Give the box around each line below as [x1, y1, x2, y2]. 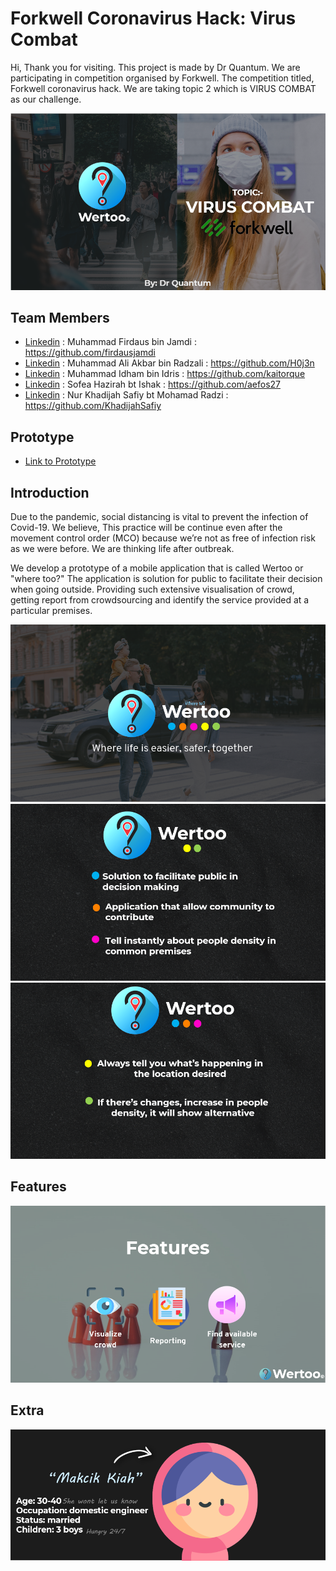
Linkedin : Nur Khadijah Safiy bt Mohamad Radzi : [24, 389, 229, 401]
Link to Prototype [24, 455, 97, 467]
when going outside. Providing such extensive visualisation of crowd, [10, 583, 295, 596]
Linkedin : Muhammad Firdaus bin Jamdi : [24, 336, 197, 348]
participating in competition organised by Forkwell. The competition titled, [10, 72, 315, 84]
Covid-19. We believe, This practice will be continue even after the [10, 522, 283, 534]
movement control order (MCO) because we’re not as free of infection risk [10, 532, 316, 544]
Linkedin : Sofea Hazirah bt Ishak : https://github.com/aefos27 [24, 378, 281, 391]
